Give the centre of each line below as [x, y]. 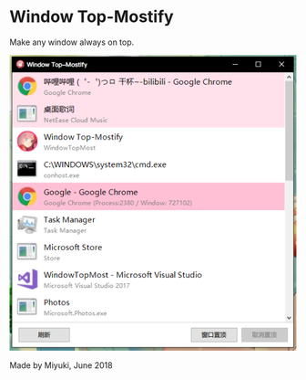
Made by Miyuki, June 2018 [61, 365]
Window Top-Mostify [92, 17]
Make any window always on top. [72, 42]
